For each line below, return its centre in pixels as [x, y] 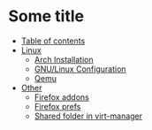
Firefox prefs [57, 106]
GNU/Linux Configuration [80, 69]
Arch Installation [64, 59]
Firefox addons [61, 97]
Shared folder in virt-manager [88, 116]
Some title [46, 16]
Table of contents [53, 41]
